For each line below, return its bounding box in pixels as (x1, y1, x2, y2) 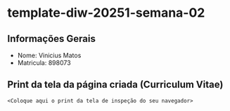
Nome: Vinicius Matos (17, 51, 82, 59)
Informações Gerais (7, 33, 96, 45)
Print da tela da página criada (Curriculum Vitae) (7, 79, 224, 91)
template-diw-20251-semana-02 (7, 5, 205, 21)
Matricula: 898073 (17, 59, 72, 67)
